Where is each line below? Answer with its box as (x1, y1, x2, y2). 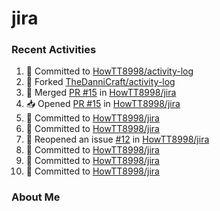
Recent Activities (11, 43, 97, 57)
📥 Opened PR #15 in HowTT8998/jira (25, 98, 181, 110)
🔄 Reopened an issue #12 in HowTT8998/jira (25, 133, 210, 146)
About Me (11, 190, 61, 204)
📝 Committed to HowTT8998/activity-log (25, 65, 194, 77)
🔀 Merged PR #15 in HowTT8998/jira (25, 87, 177, 99)
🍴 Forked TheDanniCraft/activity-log (25, 76, 176, 88)
